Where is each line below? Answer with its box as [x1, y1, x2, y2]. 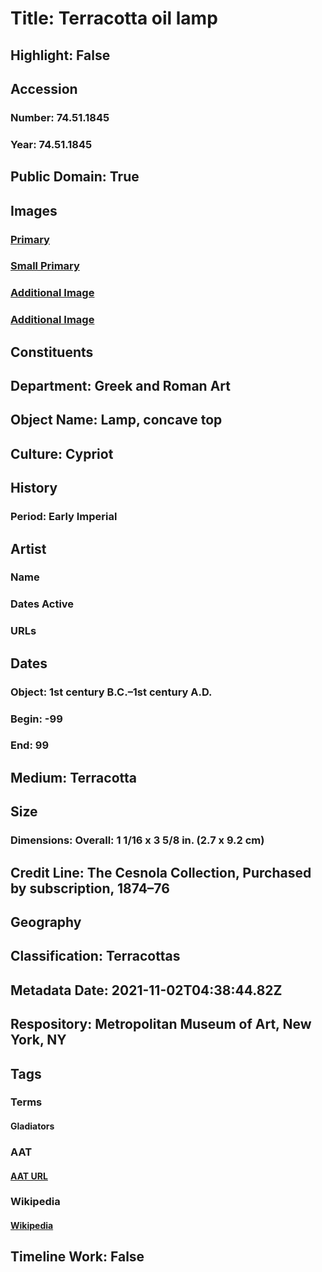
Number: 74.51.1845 [10, 110, 110, 124]
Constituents [10, 343, 94, 361]
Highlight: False [10, 47, 111, 64]
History [10, 480, 58, 497]
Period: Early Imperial [10, 510, 118, 524]
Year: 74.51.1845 [10, 137, 93, 151]
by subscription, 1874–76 [10, 880, 170, 897]
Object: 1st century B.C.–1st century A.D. [10, 685, 213, 699]
